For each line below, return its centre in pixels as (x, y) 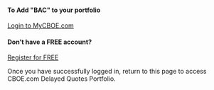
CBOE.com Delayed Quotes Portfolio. (61, 79)
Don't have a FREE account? (50, 42)
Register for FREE (33, 57)
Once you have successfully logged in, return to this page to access (107, 72)
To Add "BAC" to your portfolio (54, 10)
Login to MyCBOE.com (41, 26)
